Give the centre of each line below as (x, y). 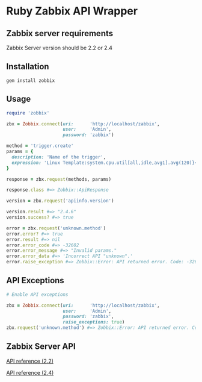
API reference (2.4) (30, 372)
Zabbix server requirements (60, 33)
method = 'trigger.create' (40, 146)
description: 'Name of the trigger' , (59, 157)
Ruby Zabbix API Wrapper (72, 11)
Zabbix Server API (41, 347)
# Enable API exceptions (37, 294)
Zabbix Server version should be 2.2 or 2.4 (59, 48)
